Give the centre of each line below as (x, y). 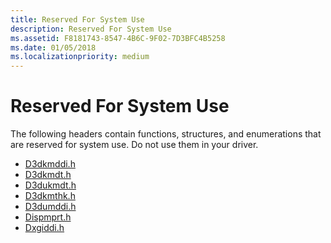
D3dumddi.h (50, 207)
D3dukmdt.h (50, 185)
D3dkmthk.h (50, 196)
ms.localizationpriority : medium (80, 57)
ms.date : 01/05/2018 (53, 47)
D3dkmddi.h (50, 164)
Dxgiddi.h (44, 228)
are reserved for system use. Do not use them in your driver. (134, 145)
